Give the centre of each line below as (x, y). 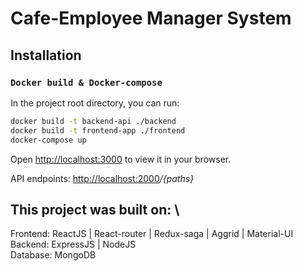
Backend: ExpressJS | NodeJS (73, 244)
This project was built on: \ (95, 209)
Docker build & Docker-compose (86, 82)
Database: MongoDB (53, 255)
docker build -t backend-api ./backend (93, 121)
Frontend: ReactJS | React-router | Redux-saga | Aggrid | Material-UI (152, 234)
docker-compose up (48, 140)
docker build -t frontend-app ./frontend (98, 130)
